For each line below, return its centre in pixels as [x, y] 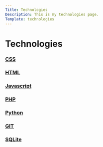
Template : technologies [30, 19]
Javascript [18, 86]
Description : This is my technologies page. [52, 14]
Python [14, 113]
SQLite [13, 140]
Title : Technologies [27, 10]
